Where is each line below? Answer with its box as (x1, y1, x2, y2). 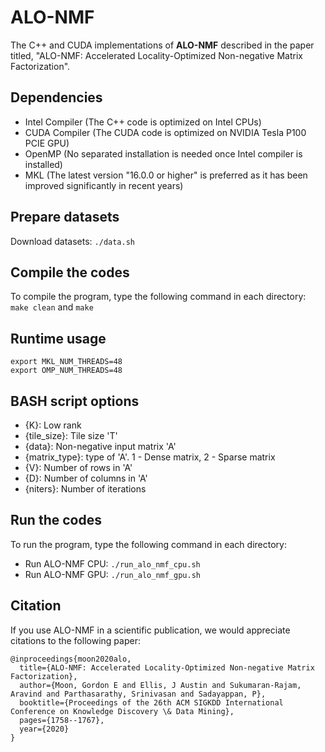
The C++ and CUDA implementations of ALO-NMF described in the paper (10, 39, 315, 51)
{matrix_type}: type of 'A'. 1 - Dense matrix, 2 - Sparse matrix (24, 451, 276, 463)
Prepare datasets (10, 209, 120, 226)
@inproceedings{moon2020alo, (10, 654, 132, 664)
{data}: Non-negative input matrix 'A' (24, 441, 177, 452)
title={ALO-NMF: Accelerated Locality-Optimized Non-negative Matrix (19, 662, 315, 673)
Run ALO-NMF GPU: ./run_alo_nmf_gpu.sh (24, 568, 201, 580)
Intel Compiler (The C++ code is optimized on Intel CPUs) (24, 116, 262, 128)
